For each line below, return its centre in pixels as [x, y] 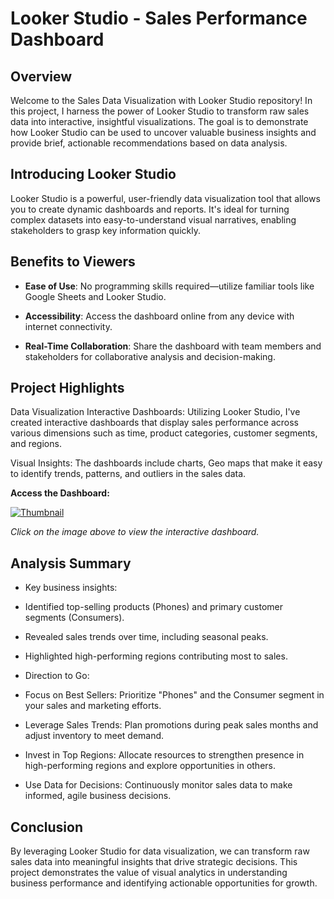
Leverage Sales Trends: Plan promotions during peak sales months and [171, 725]
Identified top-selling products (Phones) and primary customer [153, 607]
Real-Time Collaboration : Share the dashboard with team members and [173, 346]
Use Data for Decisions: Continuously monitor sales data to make [158, 785]
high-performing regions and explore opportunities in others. [150, 766]
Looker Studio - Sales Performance [159, 18]
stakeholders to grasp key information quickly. [105, 230]
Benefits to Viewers [73, 262]
